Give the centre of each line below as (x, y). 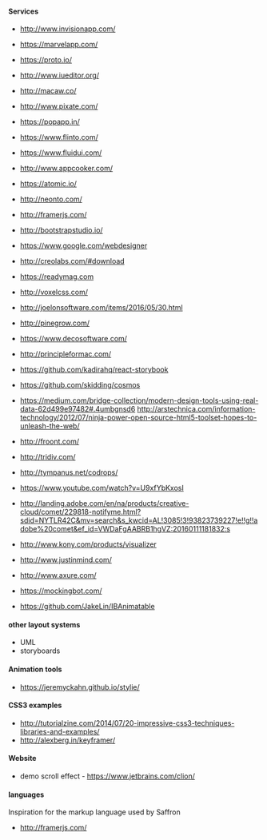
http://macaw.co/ (48, 91)
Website (22, 758)
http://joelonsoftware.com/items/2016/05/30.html (101, 308)
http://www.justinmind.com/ (66, 560)
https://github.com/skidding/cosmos (80, 385)
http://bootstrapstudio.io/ (61, 230)
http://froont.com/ (50, 442)
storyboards (40, 651)
